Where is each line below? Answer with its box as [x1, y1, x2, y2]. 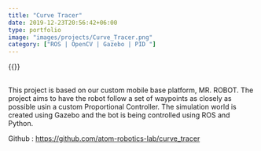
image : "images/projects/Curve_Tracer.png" [8, 33, 153, 41]
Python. [8, 119, 34, 128]
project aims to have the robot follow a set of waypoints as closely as [8, 94, 232, 103]
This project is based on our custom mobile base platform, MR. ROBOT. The [8, 85, 254, 95]
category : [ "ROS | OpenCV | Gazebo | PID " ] [8, 41, 156, 49]
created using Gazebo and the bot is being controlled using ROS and [8, 110, 230, 120]
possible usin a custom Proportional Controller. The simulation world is [8, 102, 237, 112]
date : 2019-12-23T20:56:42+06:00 [8, 19, 118, 27]
